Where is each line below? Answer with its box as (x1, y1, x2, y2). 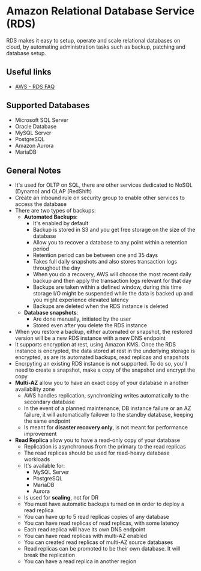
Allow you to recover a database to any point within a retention (32, 239, 188, 246)
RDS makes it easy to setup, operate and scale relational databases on (6, 37, 181, 44)
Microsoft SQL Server (14, 116, 69, 124)
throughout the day (32, 264, 81, 271)
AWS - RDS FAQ (14, 83, 55, 90)
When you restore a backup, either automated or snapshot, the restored (14, 328, 193, 336)
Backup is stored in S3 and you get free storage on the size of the (32, 226, 196, 234)
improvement (23, 431, 57, 438)
